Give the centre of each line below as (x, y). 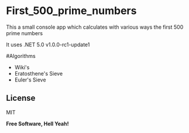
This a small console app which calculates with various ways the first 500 (95, 27)
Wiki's (22, 67)
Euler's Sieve (30, 80)
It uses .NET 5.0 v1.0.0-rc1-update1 (48, 45)
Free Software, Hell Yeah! (37, 124)
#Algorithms (21, 56)
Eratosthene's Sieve (39, 73)
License (21, 98)
